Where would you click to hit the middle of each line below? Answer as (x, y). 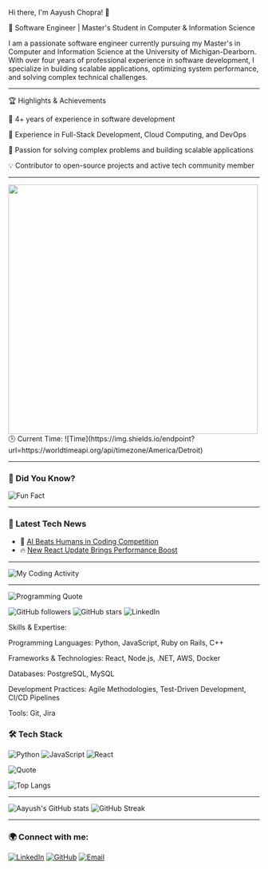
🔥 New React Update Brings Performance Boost (99, 550)
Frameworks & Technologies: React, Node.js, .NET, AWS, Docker (114, 658)
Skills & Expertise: (37, 627)
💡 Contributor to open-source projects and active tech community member (132, 165)
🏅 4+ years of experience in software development (92, 119)
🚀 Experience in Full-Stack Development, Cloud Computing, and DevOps (128, 134)
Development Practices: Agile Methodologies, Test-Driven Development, (127, 689)
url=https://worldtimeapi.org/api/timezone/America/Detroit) (106, 450)
